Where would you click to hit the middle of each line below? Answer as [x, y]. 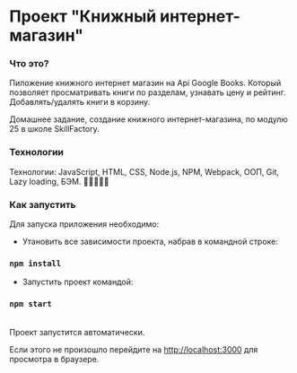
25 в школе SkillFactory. [55, 129]
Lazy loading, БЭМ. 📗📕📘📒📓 [59, 181]
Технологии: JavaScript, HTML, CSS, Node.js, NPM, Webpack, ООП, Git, [144, 171]
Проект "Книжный [83, 17]
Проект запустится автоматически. [77, 332]
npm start [31, 304]
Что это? [29, 64]
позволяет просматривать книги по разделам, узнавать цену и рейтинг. [148, 92]
